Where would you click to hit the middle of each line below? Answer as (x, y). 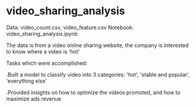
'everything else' (27, 81)
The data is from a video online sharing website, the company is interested (97, 45)
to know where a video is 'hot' (43, 51)
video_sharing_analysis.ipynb (42, 33)
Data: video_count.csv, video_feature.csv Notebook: (70, 27)
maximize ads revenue (34, 99)
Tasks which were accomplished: (47, 63)
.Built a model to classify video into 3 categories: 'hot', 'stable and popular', (98, 74)
